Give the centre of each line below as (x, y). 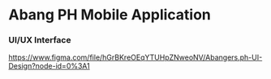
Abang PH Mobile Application (110, 15)
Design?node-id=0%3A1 (49, 66)
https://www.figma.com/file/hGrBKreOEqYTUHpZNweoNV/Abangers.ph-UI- (135, 57)
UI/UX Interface (40, 40)
